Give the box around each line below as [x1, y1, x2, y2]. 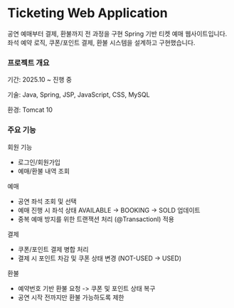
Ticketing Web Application [7, 5, 169, 21]
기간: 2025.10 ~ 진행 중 [7, 75, 73, 84]
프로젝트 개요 [7, 58, 50, 68]
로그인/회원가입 [17, 158, 61, 166]
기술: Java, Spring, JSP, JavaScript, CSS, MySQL [7, 90, 151, 99]
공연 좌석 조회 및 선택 [17, 197, 77, 206]
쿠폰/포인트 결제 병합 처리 [17, 245, 89, 253]
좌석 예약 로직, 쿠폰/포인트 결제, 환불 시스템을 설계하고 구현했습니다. [7, 38, 196, 47]
